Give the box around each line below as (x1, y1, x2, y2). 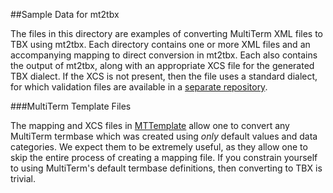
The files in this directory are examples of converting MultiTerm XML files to (10, 28, 324, 39)
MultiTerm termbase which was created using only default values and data (10, 130, 318, 142)
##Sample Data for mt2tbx (10, 9, 120, 20)
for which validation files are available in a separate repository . (10, 81, 268, 93)
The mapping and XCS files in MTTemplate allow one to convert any (10, 120, 290, 131)
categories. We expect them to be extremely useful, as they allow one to (10, 141, 308, 153)
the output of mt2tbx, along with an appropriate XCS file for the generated (10, 60, 315, 71)
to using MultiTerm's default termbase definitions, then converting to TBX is (10, 162, 323, 174)
